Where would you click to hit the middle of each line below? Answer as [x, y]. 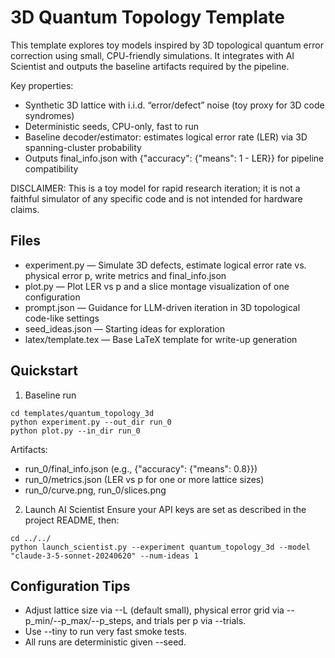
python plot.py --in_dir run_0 [75, 431]
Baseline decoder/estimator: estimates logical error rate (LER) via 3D [166, 137]
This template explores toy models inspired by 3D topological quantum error [167, 45]
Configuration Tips [70, 586]
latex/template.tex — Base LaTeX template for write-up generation [161, 339]
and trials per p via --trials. [191, 621]
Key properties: [42, 85]
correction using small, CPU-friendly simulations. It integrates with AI [152, 55]
